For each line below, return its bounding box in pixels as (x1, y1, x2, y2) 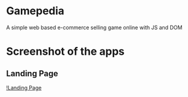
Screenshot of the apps (6, 45, 125, 58)
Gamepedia (6, 4, 64, 18)
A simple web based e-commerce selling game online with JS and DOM (6, 24, 183, 31)
